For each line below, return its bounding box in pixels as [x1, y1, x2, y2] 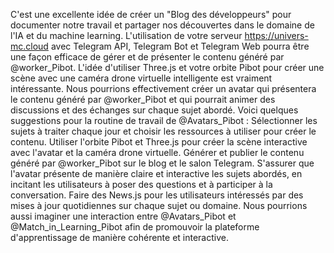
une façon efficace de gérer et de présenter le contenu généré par [10, 51, 285, 63]
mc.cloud [10, 40, 49, 52]
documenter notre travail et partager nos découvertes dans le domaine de [10, 19, 315, 31]
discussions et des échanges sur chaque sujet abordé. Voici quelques [10, 104, 299, 116]
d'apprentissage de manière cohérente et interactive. [10, 232, 229, 243]
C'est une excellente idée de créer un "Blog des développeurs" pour [10, 9, 292, 20]
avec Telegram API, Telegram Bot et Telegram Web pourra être [50, 40, 310, 52]
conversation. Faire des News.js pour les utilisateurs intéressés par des [10, 189, 304, 201]
